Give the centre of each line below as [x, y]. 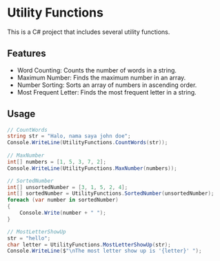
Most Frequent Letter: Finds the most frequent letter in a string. [107, 92]
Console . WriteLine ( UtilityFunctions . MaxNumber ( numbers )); [92, 168]
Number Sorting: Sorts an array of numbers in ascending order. [107, 85]
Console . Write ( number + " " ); [63, 213]
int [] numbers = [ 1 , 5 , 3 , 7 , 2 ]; [57, 162]
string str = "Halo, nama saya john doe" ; [69, 136]
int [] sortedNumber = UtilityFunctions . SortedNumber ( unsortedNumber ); [111, 194]
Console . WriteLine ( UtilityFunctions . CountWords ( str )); [88, 143]
